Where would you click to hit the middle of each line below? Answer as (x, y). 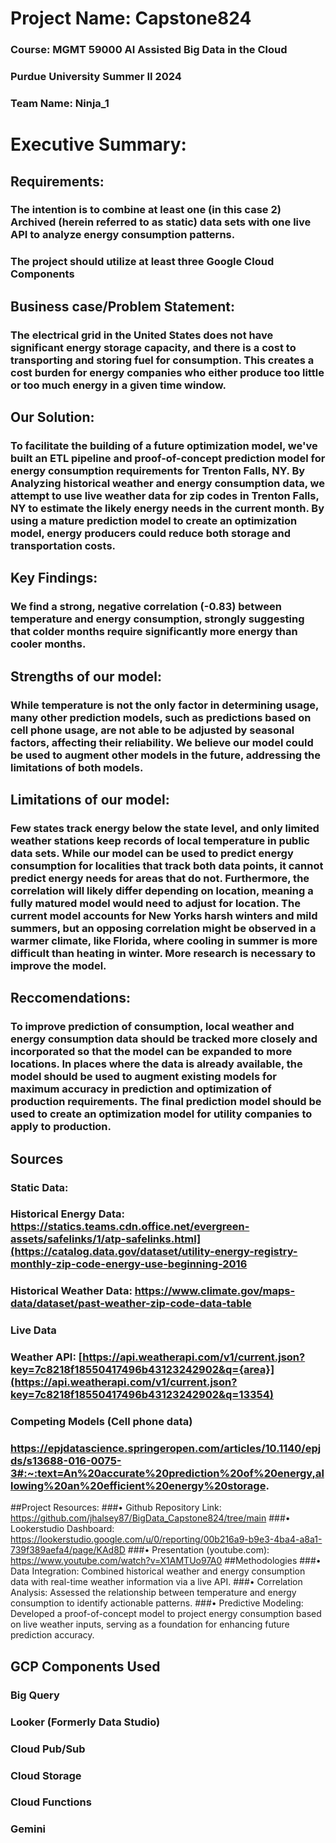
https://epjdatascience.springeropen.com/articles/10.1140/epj (166, 1449)
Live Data (33, 1330)
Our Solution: (52, 417)
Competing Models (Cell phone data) (101, 1422)
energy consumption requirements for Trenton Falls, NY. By (158, 470)
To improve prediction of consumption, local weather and (152, 1027)
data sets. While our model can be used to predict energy (152, 853)
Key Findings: (54, 578)
